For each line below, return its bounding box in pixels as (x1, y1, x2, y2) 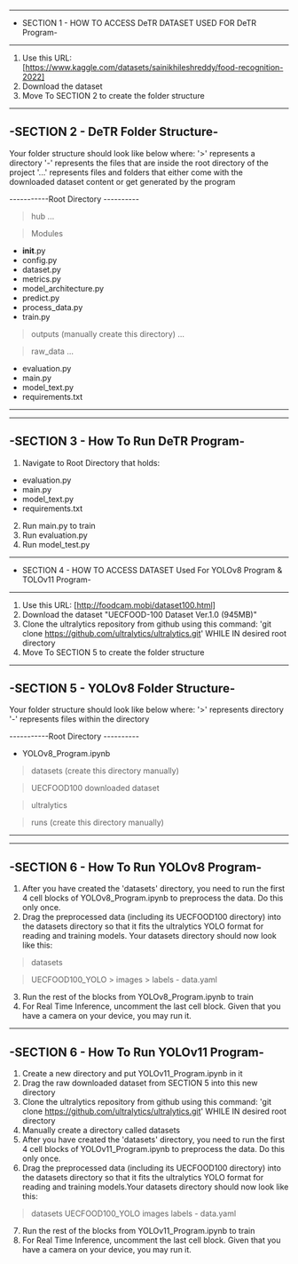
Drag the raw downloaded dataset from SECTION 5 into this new (21, 1077, 258, 1089)
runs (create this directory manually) (30, 817, 164, 828)
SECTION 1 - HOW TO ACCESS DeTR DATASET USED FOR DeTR (21, 18, 257, 28)
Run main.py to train (21, 520, 96, 531)
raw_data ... (30, 346, 74, 356)
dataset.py (21, 264, 62, 275)
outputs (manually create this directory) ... (30, 328, 184, 339)
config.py (21, 254, 58, 265)
